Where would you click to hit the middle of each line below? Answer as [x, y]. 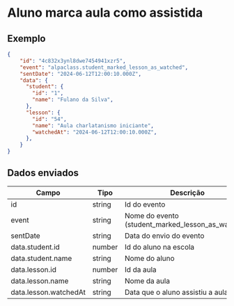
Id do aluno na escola [159, 247]
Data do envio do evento [164, 236]
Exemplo [26, 39]
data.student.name [41, 258]
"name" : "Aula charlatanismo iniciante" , [93, 126]
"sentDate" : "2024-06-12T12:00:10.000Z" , [80, 74]
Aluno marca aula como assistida [105, 13]
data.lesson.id [34, 269]
